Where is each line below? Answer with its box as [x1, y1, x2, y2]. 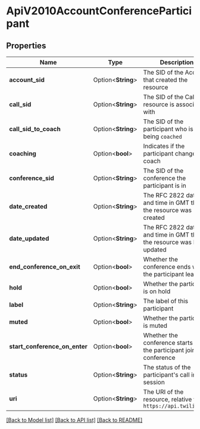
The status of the [143, 363, 191, 371]
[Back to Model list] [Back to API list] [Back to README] [6, 416, 143, 424]
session [143, 378, 165, 386]
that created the [143, 76, 188, 84]
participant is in [143, 182, 186, 189]
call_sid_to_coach [9, 125, 61, 133]
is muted [143, 322, 168, 329]
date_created [9, 203, 48, 210]
